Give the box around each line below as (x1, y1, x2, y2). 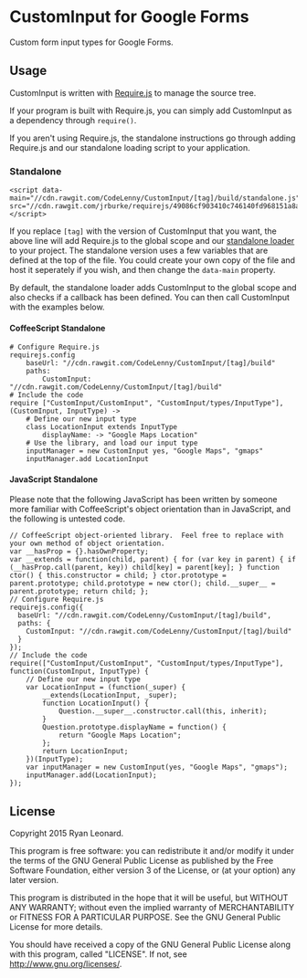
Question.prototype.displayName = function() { (42, 723, 227, 732)
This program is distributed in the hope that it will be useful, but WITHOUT (9, 892, 289, 903)
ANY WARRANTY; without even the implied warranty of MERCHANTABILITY (9, 902, 295, 913)
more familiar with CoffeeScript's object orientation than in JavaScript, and (9, 504, 291, 515)
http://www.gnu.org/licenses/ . (9, 959, 122, 970)
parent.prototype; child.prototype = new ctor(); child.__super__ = (9, 579, 276, 588)
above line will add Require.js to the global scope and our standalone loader (9, 236, 295, 247)
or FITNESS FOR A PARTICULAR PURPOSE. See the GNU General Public (9, 911, 281, 923)
